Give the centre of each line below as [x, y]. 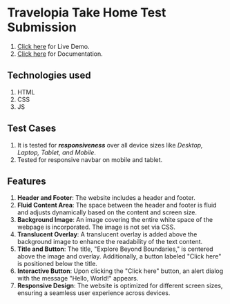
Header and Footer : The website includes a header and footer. [106, 198]
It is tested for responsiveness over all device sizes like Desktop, [110, 145]
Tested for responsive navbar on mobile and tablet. [90, 159]
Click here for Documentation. [60, 54]
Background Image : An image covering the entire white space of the [115, 220]
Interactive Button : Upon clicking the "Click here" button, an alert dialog [120, 271]
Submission [42, 27]
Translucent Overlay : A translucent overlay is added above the [107, 234]
